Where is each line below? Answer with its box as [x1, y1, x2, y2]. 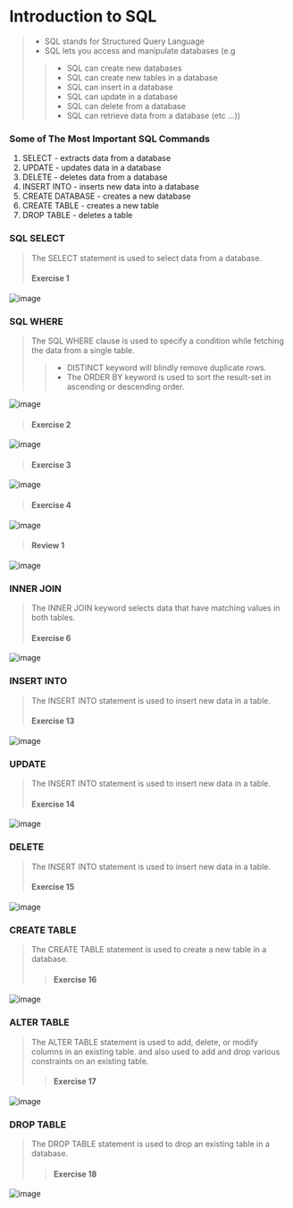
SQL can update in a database [66, 91, 179, 102]
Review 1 [30, 540, 65, 551]
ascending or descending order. [66, 382, 185, 393]
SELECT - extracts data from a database [21, 153, 172, 164]
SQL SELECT [9, 232, 65, 245]
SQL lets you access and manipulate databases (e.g [44, 45, 236, 55]
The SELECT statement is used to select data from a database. [30, 252, 262, 263]
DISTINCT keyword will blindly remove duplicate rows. [66, 362, 267, 373]
